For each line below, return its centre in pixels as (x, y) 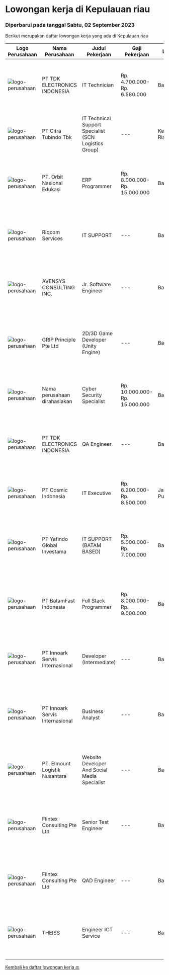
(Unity (90, 346)
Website (92, 757)
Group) (91, 150)
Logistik (51, 770)
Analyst (91, 718)
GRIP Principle (59, 340)
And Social (95, 770)
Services (52, 238)
